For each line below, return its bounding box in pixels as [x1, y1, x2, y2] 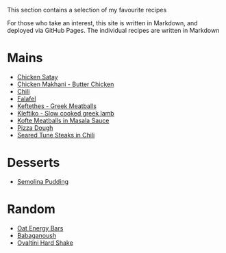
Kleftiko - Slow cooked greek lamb [16, 109, 114, 117]
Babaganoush [16, 231, 57, 239]
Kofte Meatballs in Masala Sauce [16, 116, 110, 124]
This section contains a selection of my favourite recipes [7, 6, 167, 14]
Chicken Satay [16, 72, 58, 81]
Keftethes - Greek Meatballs [16, 102, 97, 110]
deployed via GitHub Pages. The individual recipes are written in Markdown [7, 27, 220, 34]
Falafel [16, 94, 36, 103]
